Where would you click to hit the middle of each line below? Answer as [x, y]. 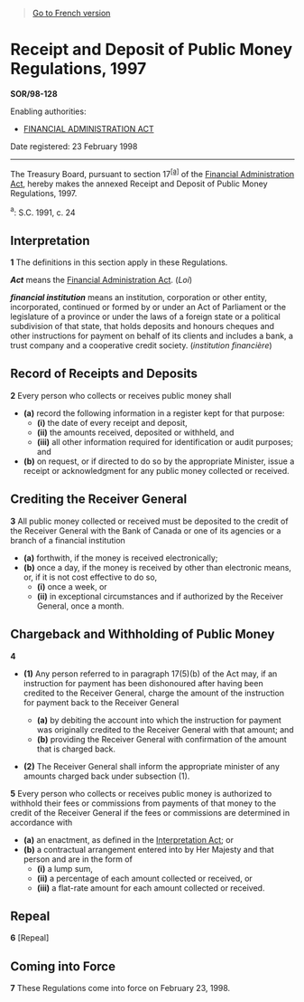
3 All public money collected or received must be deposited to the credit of [149, 521]
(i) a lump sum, [65, 868]
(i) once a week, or [72, 586]
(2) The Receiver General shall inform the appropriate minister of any [152, 766]
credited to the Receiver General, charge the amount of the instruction [154, 693]
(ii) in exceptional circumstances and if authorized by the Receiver [160, 596]
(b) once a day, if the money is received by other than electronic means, [157, 567]
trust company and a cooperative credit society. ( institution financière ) [142, 345]
